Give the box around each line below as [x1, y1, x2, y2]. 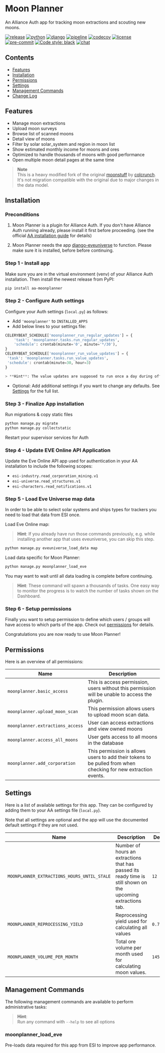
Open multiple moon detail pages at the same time [12, 157, 114, 163]
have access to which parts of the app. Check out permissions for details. [5, 622, 155, 628]
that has [115, 860, 134, 867]
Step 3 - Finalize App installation [5, 400, 84, 407]
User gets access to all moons [87, 733, 158, 740]
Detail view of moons [12, 136, 55, 142]
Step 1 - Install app [5, 260, 50, 266]
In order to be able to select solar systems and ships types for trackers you [5, 507, 157, 513]
